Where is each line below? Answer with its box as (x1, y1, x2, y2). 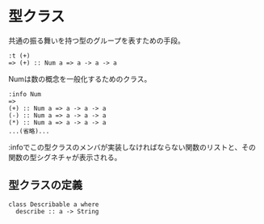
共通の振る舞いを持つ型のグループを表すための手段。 (8, 36, 186, 45)
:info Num (8, 90, 42, 98)
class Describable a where (8, 200, 99, 209)
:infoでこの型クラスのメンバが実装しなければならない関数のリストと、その (8, 142, 257, 152)
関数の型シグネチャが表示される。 (8, 152, 122, 162)
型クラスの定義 (8, 179, 83, 192)
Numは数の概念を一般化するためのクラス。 (8, 74, 152, 83)
